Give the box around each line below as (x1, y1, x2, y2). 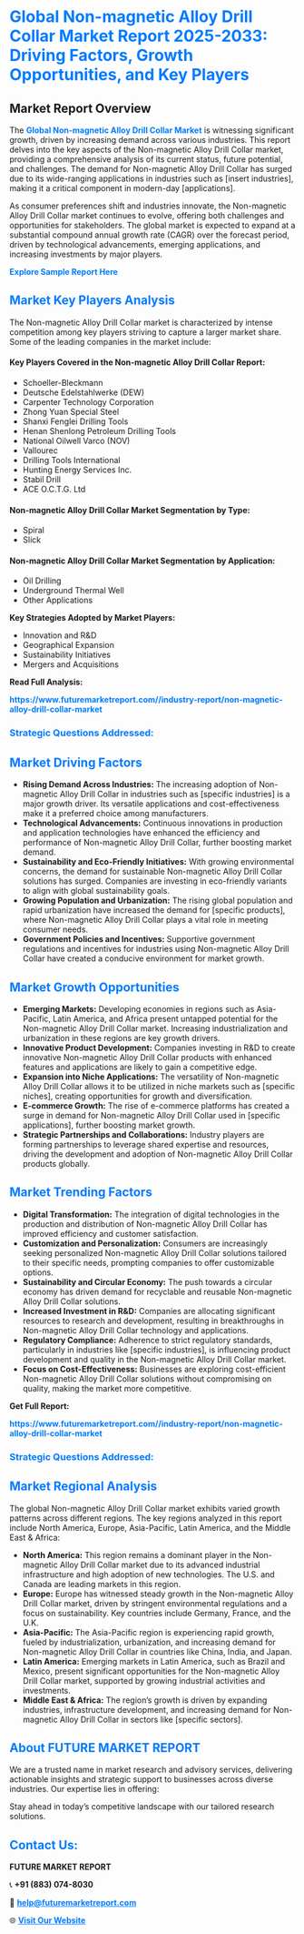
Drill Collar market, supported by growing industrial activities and (22, 1675, 266, 1686)
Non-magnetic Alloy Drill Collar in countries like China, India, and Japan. (22, 1645, 292, 1657)
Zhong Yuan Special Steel (22, 407, 120, 418)
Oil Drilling (22, 575, 62, 586)
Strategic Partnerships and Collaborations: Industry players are (22, 1129, 265, 1139)
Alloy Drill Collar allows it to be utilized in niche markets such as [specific (22, 1080, 296, 1091)
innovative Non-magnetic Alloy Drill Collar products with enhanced (22, 1051, 272, 1062)
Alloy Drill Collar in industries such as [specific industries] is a (59, 789, 290, 800)
